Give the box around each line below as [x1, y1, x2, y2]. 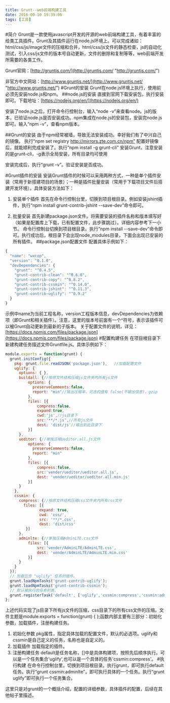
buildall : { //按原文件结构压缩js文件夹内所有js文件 [18, 375, 118, 380]
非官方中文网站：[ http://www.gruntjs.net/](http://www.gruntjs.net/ [5, 78, 143, 84]
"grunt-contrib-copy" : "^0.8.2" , [14, 277, 85, 282]
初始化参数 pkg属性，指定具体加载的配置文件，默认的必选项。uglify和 [12, 631, 158, 637]
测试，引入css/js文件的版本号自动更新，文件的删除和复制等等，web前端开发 [5, 50, 164, 56]
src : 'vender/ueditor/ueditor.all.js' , [37, 470, 119, 475]
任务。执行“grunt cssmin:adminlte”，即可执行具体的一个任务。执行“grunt [12, 669, 165, 675]
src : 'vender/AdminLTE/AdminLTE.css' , [37, 545, 116, 551]
